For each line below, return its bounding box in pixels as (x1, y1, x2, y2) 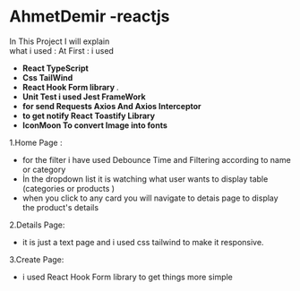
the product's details (21, 201, 99, 212)
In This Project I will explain (9, 36, 110, 47)
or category (21, 164, 66, 175)
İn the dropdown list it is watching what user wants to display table (21, 173, 269, 184)
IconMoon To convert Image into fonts (21, 119, 168, 131)
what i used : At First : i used (9, 45, 115, 56)
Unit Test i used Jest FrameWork (21, 91, 146, 102)
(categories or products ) (21, 183, 115, 193)
